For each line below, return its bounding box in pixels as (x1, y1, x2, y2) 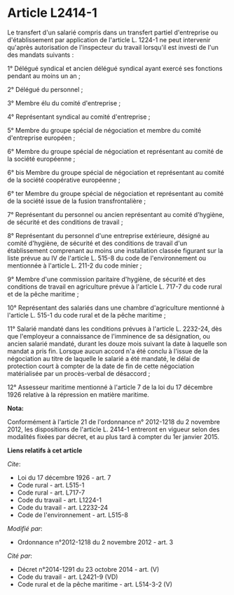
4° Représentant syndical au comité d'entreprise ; (7, 112, 151, 121)
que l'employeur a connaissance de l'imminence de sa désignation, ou (7, 332, 210, 340)
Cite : (7, 459, 21, 468)
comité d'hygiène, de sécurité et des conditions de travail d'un (7, 239, 188, 247)
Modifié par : (7, 524, 43, 532)
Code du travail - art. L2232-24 (17, 503, 109, 511)
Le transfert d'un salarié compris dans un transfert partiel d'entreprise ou (7, 28, 219, 37)
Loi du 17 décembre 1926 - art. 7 (17, 473, 111, 482)
